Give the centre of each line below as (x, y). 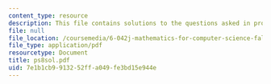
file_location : (34, 38)
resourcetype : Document (48, 53)
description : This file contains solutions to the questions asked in (129, 23)
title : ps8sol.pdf (39, 61)
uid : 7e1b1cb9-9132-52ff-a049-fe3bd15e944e (83, 68)
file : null (27, 30)
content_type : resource (48, 16)
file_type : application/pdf (56, 46)
